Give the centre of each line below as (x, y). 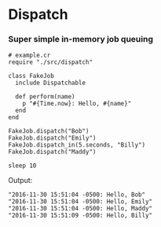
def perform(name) (46, 97)
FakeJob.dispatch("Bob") (49, 132)
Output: (20, 180)
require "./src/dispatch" (50, 62)
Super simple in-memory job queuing (80, 39)
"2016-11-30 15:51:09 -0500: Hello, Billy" (80, 216)
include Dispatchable (51, 83)
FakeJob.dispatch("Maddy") (52, 152)
